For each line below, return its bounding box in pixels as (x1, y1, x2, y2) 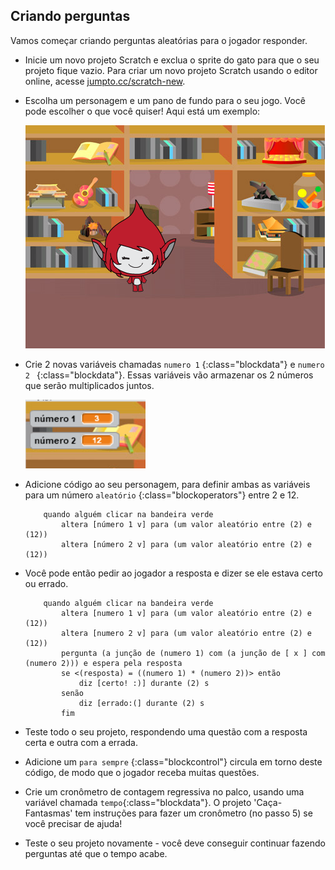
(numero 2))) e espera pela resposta (24, 658, 183, 668)
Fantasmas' (24, 807, 73, 819)
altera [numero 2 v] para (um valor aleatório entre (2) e (61, 628, 312, 638)
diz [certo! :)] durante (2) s (78, 678, 210, 688)
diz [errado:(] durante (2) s (78, 698, 205, 708)
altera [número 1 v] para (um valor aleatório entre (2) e (61, 519, 312, 529)
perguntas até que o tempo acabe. (24, 847, 168, 859)
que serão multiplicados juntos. (24, 379, 155, 391)
